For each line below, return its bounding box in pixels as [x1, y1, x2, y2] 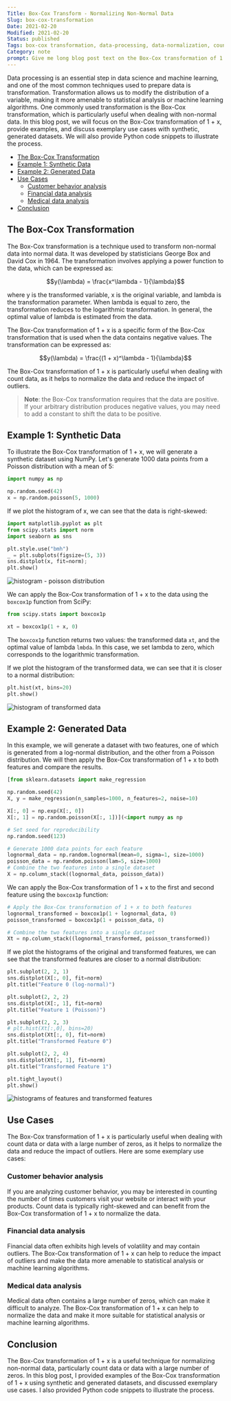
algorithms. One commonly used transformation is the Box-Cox [7, 102, 186, 111]
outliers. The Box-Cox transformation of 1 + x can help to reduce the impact [7, 1249, 221, 1257]
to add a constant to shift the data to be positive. [23, 410, 162, 418]
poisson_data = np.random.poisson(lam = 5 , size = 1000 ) [7, 858, 162, 865]
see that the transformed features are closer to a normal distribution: [7, 955, 201, 963]
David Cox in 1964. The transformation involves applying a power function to [7, 256, 224, 265]
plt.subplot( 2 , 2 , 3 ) [7, 1019, 69, 1026]
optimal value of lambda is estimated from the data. [7, 312, 153, 320]
